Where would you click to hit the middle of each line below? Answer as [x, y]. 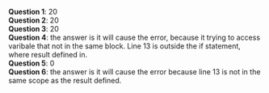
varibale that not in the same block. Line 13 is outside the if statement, [124, 46]
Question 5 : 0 [32, 63]
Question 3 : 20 [34, 29]
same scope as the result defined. [65, 80]
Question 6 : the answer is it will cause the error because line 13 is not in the [134, 72]
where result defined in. [48, 55]
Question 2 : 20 [34, 20]
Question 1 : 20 [33, 12]
